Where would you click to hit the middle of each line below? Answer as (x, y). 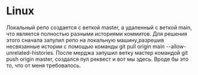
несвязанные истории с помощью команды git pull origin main (86, 46)
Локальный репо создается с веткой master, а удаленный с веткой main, (99, 27)
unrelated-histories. (31, 52)
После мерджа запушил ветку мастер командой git (122, 52)
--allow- (176, 46)
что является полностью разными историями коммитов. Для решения (97, 33)
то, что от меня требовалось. (44, 65)
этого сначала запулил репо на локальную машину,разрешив (85, 40)
